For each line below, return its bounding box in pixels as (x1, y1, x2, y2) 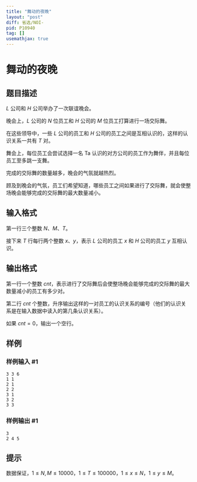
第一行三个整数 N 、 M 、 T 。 (6, 224, 72, 232)
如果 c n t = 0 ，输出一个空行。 (6, 319, 77, 326)
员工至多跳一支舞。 (6, 157, 53, 164)
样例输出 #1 (6, 417, 38, 425)
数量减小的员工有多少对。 (6, 287, 68, 294)
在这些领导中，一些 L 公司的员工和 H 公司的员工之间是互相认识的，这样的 (6, 130, 184, 137)
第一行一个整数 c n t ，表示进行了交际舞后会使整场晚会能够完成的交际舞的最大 (6, 280, 190, 287)
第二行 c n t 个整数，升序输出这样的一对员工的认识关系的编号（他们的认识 (6, 300, 181, 307)
